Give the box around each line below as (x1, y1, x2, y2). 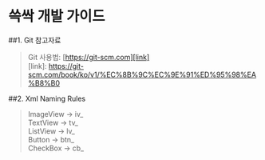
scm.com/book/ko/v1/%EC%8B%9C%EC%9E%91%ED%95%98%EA (27, 70, 257, 79)
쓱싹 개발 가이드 (8, 7, 105, 26)
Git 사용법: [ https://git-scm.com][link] (27, 52, 150, 62)
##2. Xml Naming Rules (8, 94, 86, 103)
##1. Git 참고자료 (8, 35, 61, 45)
